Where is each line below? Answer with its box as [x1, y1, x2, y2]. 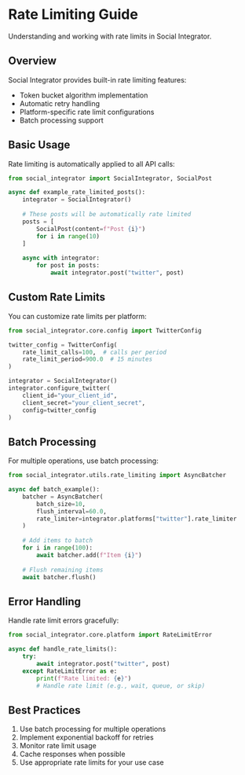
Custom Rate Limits [8, 291, 106, 304]
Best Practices [8, 703, 81, 717]
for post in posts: [36, 262, 101, 270]
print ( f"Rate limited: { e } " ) [36, 674, 132, 682]
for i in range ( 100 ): [22, 544, 93, 552]
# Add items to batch [22, 537, 93, 545]
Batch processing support [19, 116, 104, 125]
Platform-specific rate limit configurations [19, 107, 155, 116]
